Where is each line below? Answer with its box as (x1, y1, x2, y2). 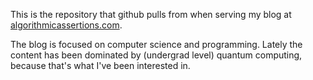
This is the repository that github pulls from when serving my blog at (10, 9, 292, 20)
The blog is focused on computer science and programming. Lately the (10, 39, 303, 50)
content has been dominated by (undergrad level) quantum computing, (10, 49, 303, 61)
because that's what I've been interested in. (10, 60, 191, 71)
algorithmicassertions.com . (10, 19, 123, 31)
